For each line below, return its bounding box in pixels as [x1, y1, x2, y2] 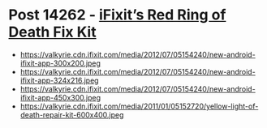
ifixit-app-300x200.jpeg [19, 58, 101, 68]
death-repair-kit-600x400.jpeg [19, 109, 124, 119]
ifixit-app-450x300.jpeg [19, 92, 101, 102]
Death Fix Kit [8, 23, 97, 41]
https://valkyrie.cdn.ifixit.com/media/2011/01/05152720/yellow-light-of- [19, 101, 259, 111]
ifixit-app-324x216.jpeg [19, 75, 99, 85]
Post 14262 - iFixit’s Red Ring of [8, 6, 226, 24]
